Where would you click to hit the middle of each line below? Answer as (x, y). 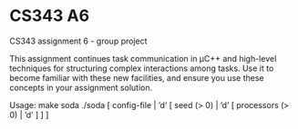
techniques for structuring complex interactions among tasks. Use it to (142, 68)
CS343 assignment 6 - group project (78, 41)
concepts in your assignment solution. (81, 87)
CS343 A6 (49, 16)
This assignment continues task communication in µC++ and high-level (143, 58)
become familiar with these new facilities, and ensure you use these (137, 77)
